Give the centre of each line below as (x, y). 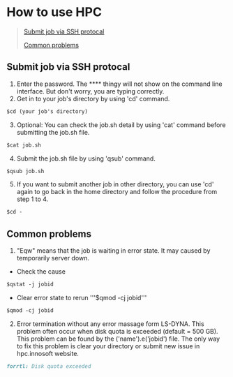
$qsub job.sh (25, 171)
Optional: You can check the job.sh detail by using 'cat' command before (121, 125)
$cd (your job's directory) (47, 111)
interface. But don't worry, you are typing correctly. (90, 91)
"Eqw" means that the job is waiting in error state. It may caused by (113, 251)
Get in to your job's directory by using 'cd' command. (93, 98)
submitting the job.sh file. (53, 132)
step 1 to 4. (32, 199)
